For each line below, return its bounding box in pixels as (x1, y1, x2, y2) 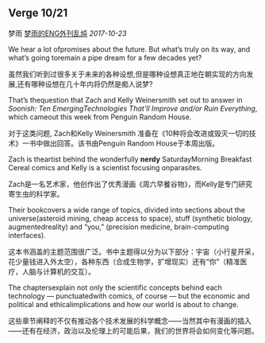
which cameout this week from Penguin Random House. (8, 111, 192, 122)
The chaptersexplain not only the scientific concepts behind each (8, 283, 222, 292)
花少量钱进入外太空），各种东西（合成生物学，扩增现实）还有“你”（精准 (8, 256, 240, 266)
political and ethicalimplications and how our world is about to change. (8, 299, 240, 309)
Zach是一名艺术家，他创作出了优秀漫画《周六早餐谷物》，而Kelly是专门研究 (8, 179, 252, 189)
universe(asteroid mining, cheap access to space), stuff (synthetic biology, (8, 213, 253, 223)
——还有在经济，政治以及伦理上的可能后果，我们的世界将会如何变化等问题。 (8, 325, 259, 335)
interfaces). (8, 230, 46, 240)
